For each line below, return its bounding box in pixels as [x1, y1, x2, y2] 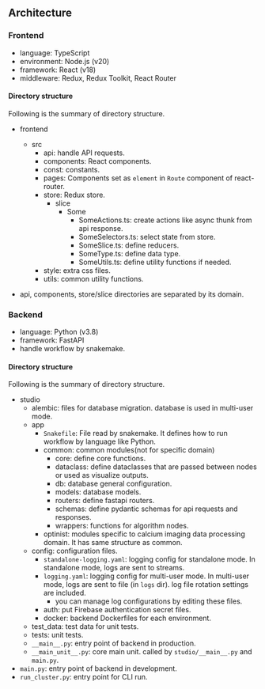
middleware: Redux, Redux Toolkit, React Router [19, 73, 176, 82]
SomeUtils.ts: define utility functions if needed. [78, 257, 232, 267]
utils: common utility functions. [43, 274, 144, 283]
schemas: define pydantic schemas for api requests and [55, 504, 239, 513]
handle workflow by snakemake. [19, 344, 125, 354]
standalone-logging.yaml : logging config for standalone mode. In [43, 555, 256, 564]
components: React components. [43, 156, 152, 165]
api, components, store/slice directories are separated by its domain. [19, 289, 244, 299]
